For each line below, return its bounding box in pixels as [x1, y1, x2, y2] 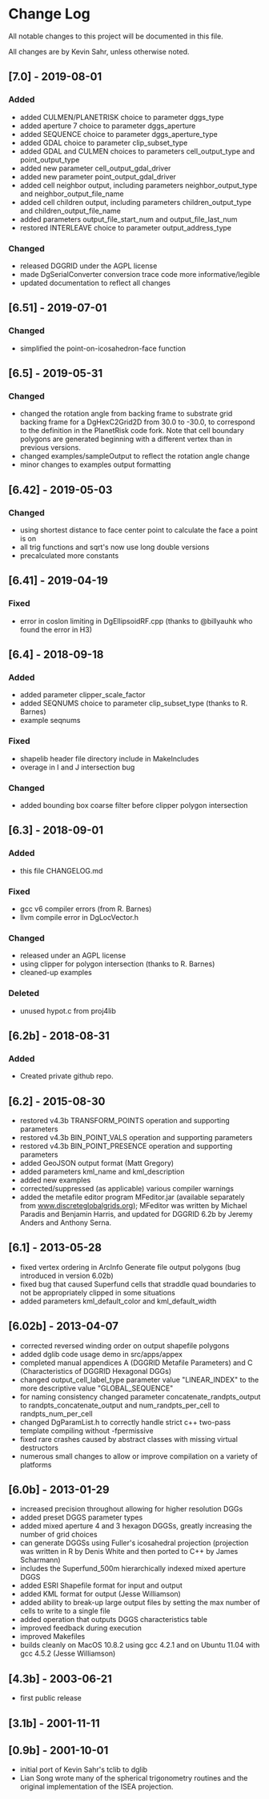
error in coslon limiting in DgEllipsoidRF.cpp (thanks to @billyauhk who [19, 616, 253, 625]
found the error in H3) [19, 624, 93, 634]
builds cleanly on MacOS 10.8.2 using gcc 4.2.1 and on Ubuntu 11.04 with [19, 1640, 260, 1650]
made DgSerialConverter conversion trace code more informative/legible [19, 269, 260, 279]
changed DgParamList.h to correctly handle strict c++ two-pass [19, 1417, 231, 1427]
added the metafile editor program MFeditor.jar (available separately [19, 1192, 246, 1202]
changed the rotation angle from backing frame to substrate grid [19, 409, 233, 419]
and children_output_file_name [19, 206, 122, 215]
